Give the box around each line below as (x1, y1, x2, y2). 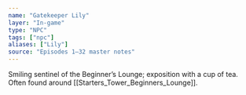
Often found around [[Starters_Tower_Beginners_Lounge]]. (8, 78, 198, 87)
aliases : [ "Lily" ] (8, 41, 68, 49)
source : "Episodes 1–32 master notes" (8, 48, 135, 56)
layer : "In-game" (8, 19, 65, 27)
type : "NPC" (8, 26, 47, 34)
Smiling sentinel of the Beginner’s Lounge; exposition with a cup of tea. (8, 70, 238, 79)
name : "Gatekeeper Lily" (8, 11, 90, 20)
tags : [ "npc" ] (8, 33, 55, 42)
